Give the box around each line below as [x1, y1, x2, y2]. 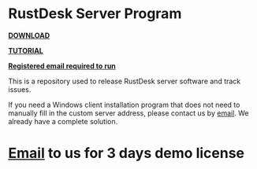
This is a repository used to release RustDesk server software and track [8, 76, 241, 86]
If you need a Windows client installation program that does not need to [8, 100, 240, 109]
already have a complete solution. [8, 116, 118, 126]
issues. [8, 84, 32, 94]
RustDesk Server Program [8, 5, 182, 23]
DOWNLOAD [8, 31, 50, 40]
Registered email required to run [8, 61, 117, 71]
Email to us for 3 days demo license [8, 145, 245, 162]
